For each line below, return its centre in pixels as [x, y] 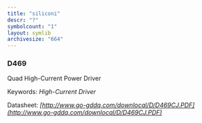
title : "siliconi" [34, 13]
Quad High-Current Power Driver [54, 78]
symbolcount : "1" [32, 26]
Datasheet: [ [25, 105]
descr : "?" [23, 20]
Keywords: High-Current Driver [52, 92]
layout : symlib [29, 33]
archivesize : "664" [35, 39]
